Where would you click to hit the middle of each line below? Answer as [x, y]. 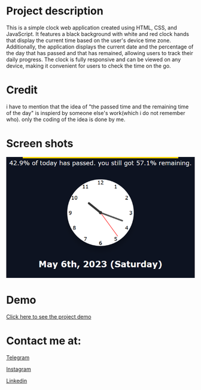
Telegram [18, 357]
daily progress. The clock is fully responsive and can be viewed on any [94, 59]
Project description [55, 11]
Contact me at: [44, 341]
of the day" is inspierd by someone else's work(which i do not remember [96, 113]
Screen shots [40, 143]
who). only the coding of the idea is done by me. [66, 119]
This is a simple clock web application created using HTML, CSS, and [92, 28]
